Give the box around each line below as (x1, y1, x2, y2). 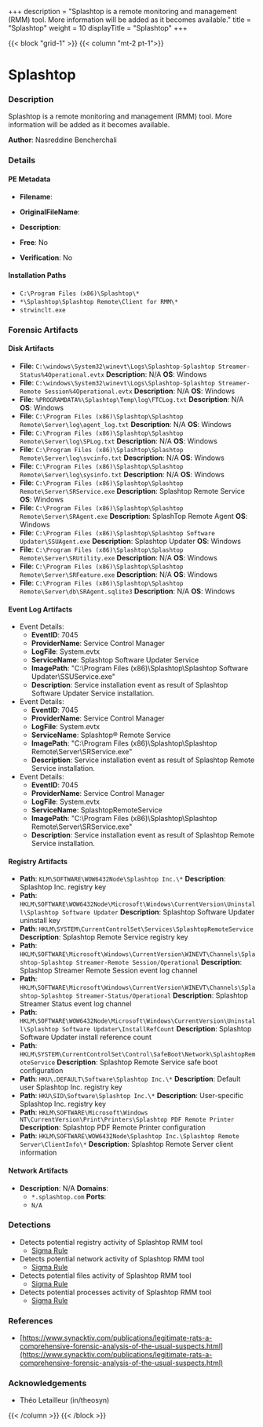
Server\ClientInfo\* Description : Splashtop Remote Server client (19, 1140, 234, 1149)
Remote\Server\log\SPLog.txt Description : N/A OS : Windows (19, 436, 217, 446)
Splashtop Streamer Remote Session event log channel (19, 965, 198, 976)
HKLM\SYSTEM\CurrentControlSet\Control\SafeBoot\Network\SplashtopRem (19, 1051, 256, 1059)
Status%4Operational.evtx (19, 370, 104, 379)
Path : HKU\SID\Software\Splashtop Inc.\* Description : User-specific (19, 1091, 244, 1100)
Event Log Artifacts (8, 604, 73, 614)
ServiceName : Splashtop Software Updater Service (31, 655, 199, 665)
